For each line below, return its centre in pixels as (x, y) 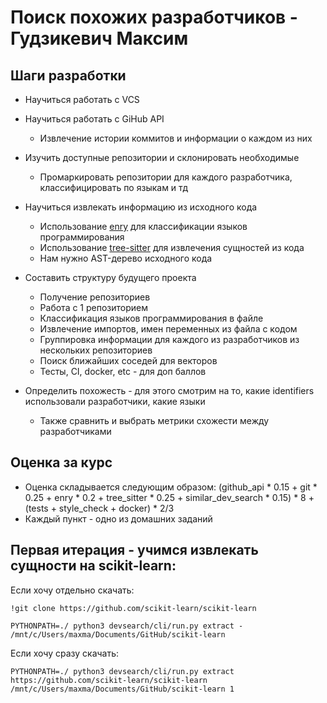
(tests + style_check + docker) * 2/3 (99, 508)
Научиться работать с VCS (82, 99)
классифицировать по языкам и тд (113, 187)
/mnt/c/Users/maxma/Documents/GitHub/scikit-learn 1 (122, 689)
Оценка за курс (61, 462)
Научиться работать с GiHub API (94, 119)
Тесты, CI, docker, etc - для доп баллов (123, 371)
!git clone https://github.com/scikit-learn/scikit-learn (133, 608)
